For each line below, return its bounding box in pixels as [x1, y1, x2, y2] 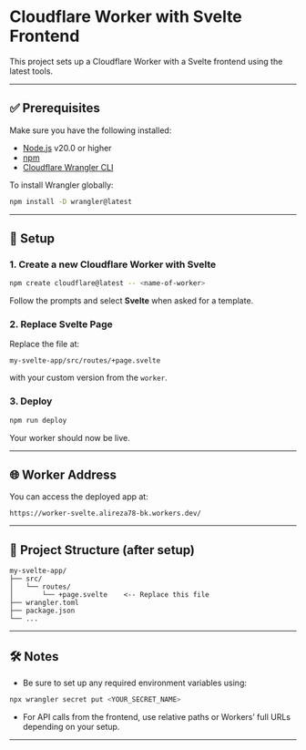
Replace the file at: [9, 339, 80, 350]
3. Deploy [9, 395, 53, 407]
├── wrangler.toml [9, 599, 79, 608]
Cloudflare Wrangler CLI [22, 161, 114, 172]
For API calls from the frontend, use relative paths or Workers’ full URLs [22, 711, 291, 722]
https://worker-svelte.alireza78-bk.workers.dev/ [9, 509, 202, 519]
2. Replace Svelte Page [9, 318, 113, 331]
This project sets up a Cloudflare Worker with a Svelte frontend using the [9, 56, 283, 67]
